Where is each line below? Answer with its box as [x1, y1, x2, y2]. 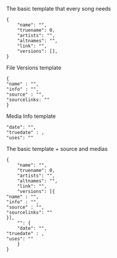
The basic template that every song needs [6, 5, 112, 12]
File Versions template [6, 64, 62, 71]
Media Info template [6, 112, 56, 120]
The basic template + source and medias [6, 146, 108, 152]
